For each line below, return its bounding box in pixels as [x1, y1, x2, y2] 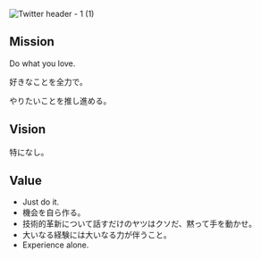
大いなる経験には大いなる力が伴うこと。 [21, 230, 172, 240]
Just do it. [21, 196, 60, 207]
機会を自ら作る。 [21, 207, 86, 218]
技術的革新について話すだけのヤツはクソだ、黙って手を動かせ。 [21, 219, 257, 230]
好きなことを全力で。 [9, 76, 88, 87]
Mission [9, 34, 55, 49]
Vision [9, 121, 46, 138]
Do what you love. [9, 58, 76, 69]
